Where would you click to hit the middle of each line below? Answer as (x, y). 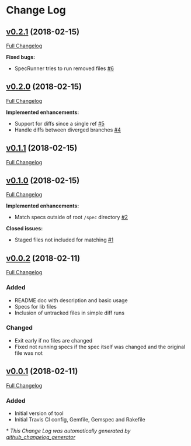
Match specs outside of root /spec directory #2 (71, 217)
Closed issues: (25, 229)
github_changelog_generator (41, 437)
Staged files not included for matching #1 (64, 240)
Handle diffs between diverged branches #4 (68, 130)
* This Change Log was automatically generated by (68, 431)
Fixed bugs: (21, 57)
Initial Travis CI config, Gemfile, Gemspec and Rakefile (80, 419)
